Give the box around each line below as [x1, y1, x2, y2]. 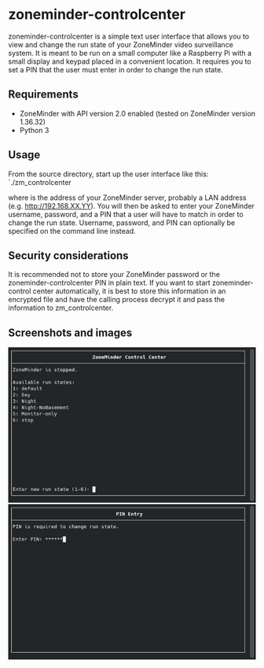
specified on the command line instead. [8, 226, 136, 235]
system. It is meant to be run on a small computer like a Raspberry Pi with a [8, 48, 252, 57]
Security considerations [8, 249, 129, 262]
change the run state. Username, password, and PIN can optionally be [8, 218, 236, 227]
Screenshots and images [8, 326, 133, 339]
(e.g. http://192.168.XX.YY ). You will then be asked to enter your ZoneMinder [8, 201, 255, 210]
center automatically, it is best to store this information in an [32, 286, 226, 296]
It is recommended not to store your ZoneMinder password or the [8, 270, 220, 279]
